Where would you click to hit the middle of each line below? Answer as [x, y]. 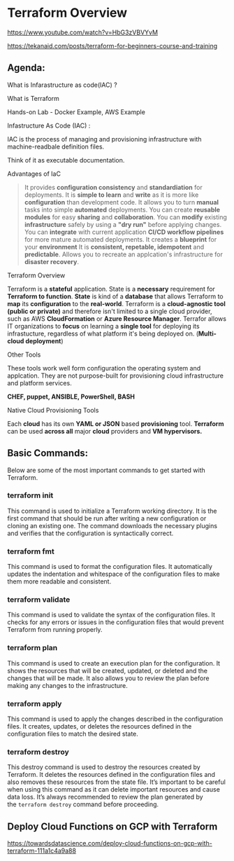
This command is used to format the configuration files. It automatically [110, 567]
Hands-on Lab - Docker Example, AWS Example [76, 112]
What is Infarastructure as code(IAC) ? [62, 85]
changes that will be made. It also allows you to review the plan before [108, 678]
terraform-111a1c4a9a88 [42, 851]
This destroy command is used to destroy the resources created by [104, 767]
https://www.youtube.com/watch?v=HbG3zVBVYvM [83, 32]
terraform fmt [31, 551]
